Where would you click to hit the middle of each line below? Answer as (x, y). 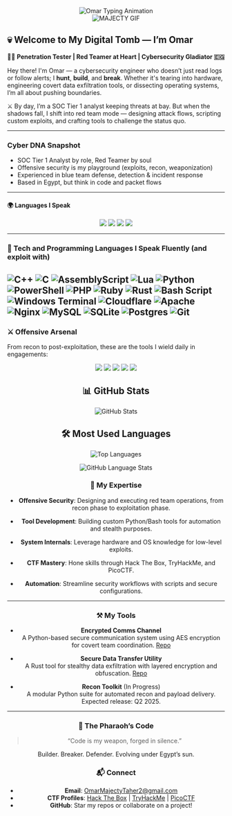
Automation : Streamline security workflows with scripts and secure (121, 583)
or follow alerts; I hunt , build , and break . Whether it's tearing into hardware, (115, 78)
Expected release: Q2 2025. (121, 702)
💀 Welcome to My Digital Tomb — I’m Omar (100, 40)
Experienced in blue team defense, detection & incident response (110, 175)
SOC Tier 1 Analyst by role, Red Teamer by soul (84, 160)
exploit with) (29, 257)
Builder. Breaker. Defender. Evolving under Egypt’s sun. (116, 754)
